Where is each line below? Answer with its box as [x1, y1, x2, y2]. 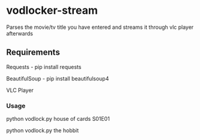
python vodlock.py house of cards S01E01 [6, 115, 110, 123]
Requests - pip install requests [6, 63, 82, 70]
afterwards [6, 29, 33, 37]
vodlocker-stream [6, 4, 98, 17]
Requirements [6, 47, 60, 58]
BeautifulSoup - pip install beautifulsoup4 [6, 75, 109, 82]
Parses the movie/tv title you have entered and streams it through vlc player [6, 23, 194, 31]
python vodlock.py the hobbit [6, 127, 79, 134]
